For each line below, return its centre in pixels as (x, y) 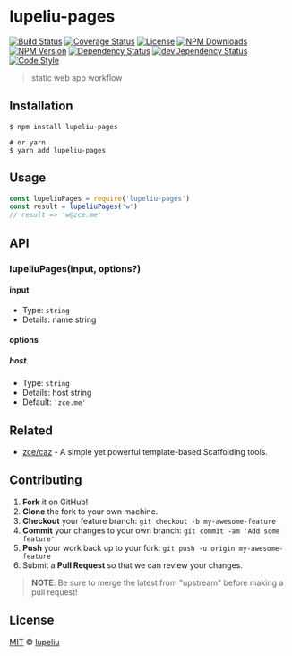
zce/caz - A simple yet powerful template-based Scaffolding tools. (145, 452)
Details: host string (57, 393)
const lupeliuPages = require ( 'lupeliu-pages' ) (100, 198)
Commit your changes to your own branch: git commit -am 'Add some (151, 530)
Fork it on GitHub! (55, 502)
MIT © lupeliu (34, 642)
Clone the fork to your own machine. (90, 511)
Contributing (46, 481)
